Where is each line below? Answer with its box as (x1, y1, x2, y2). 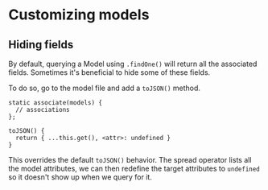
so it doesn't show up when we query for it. (8, 172, 153, 182)
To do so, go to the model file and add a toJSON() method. (8, 83, 201, 93)
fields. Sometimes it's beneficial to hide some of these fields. (8, 68, 211, 77)
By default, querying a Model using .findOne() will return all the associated (8, 59, 258, 68)
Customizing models (8, 6, 150, 24)
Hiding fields (8, 38, 74, 52)
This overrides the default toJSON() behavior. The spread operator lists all (8, 155, 252, 164)
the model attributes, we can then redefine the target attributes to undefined (8, 163, 260, 173)
